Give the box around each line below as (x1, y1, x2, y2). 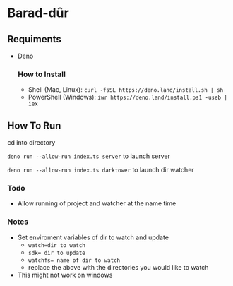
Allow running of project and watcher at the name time (17, 199, 177, 208)
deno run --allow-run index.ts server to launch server (7, 152, 171, 160)
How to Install (17, 69, 66, 79)
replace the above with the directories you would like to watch (28, 263, 209, 271)
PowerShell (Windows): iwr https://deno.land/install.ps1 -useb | (28, 93, 228, 102)
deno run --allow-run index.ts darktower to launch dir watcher (7, 166, 194, 174)
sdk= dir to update (28, 249, 86, 256)
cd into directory (7, 138, 56, 147)
